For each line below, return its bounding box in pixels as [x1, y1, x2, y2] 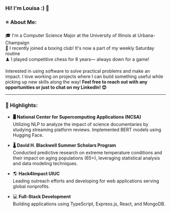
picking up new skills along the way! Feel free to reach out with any [5, 79, 148, 85]
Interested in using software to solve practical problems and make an [5, 68, 150, 74]
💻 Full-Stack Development [12, 193, 71, 199]
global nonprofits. [12, 183, 50, 189]
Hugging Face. [12, 132, 44, 138]
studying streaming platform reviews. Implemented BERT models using [12, 126, 161, 132]
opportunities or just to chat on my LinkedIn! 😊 [5, 84, 107, 91]
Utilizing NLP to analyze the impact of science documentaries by [12, 121, 149, 127]
